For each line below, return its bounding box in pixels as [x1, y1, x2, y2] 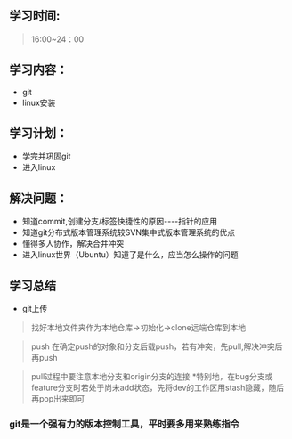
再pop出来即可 [30, 394, 85, 404]
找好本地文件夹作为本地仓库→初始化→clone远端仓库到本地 [30, 322, 247, 333]
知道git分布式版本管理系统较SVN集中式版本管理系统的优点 [21, 227, 236, 238]
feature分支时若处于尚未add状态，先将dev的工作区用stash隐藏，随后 [30, 382, 285, 394]
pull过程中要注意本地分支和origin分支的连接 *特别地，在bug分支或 [30, 371, 273, 382]
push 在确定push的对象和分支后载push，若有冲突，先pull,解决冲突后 [30, 341, 283, 352]
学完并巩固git [21, 150, 71, 162]
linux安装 [21, 97, 56, 108]
